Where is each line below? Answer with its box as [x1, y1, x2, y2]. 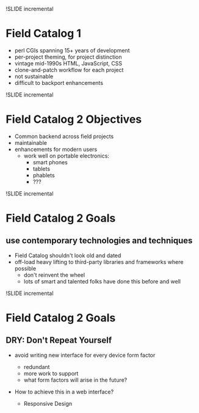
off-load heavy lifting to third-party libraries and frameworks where [14, 258, 184, 265]
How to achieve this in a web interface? [14, 388, 114, 395]
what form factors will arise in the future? [23, 376, 128, 384]
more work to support [23, 370, 79, 377]
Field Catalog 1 [5, 27, 82, 40]
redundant [23, 363, 50, 370]
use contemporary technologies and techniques [5, 235, 193, 246]
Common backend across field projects [14, 133, 114, 140]
